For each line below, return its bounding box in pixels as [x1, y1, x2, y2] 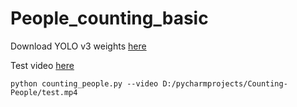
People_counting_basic [10, 7, 209, 30]
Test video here [10, 59, 75, 71]
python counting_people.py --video [10, 78, 159, 89]
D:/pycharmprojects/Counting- [162, 78, 288, 89]
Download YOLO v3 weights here [10, 40, 147, 52]
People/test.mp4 [10, 87, 78, 97]
